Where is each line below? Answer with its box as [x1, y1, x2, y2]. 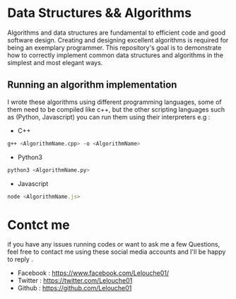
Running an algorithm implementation [7, 79, 177, 91]
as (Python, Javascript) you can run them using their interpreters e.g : [7, 112, 211, 121]
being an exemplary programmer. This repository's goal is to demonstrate [7, 43, 222, 52]
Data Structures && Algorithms [7, 5, 192, 21]
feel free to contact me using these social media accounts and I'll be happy [7, 247, 226, 256]
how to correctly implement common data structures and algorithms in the [7, 51, 224, 59]
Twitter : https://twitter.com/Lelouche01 [17, 276, 133, 285]
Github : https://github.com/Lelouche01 [17, 284, 132, 293]
